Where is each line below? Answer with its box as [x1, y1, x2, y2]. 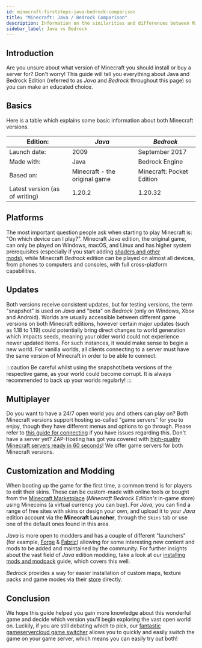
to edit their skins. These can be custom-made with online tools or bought [6, 488, 189, 495]
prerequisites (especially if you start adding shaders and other [6, 248, 161, 255]
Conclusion [6, 593, 50, 603]
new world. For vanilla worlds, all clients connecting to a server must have [6, 345, 189, 353]
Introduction [6, 48, 54, 58]
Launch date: [9, 147, 46, 156]
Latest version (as [9, 185, 60, 193]
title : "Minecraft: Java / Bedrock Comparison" [6, 14, 128, 21]
